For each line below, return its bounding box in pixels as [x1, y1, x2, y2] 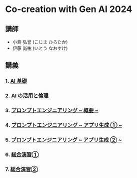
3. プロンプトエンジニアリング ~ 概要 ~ [5, 107, 98, 114]
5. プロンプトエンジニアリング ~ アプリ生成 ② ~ [5, 136, 122, 143]
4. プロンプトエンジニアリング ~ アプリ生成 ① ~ [5, 122, 122, 129]
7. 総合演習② [5, 165, 38, 172]
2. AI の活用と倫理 [5, 92, 48, 99]
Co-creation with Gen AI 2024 [5, 4, 132, 15]
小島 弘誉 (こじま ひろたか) [12, 39, 68, 45]
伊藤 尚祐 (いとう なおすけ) [12, 45, 68, 51]
